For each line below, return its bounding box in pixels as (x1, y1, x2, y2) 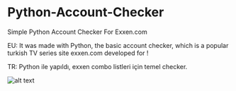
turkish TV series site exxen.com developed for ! (7, 49, 149, 57)
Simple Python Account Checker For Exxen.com (7, 28, 147, 36)
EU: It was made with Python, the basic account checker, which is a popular (7, 41, 229, 49)
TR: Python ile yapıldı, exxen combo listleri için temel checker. (7, 62, 188, 71)
